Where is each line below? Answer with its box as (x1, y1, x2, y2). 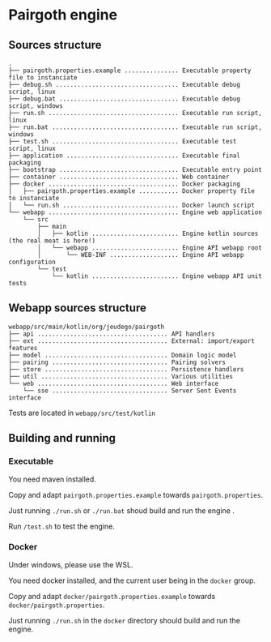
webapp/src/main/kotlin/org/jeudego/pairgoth (8, 323, 164, 331)
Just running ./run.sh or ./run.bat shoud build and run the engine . (8, 505, 235, 516)
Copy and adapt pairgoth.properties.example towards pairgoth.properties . (8, 490, 263, 499)
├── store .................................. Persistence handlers (8, 365, 244, 374)
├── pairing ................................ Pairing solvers (8, 358, 227, 366)
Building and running (8, 431, 116, 445)
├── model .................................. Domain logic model (8, 351, 237, 359)
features (8, 344, 38, 352)
